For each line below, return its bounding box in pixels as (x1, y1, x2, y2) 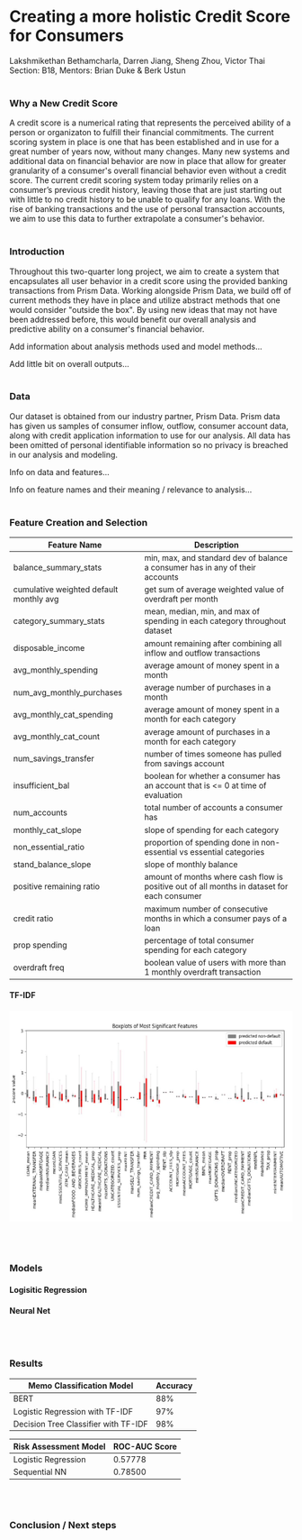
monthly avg (13, 593, 59, 605)
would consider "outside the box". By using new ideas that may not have (9, 304, 278, 315)
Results (9, 1357, 43, 1370)
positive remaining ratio (13, 881, 101, 892)
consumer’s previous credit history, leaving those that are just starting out (9, 185, 282, 196)
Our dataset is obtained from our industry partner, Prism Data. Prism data (9, 410, 280, 421)
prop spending (13, 940, 67, 950)
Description (194, 539, 240, 550)
